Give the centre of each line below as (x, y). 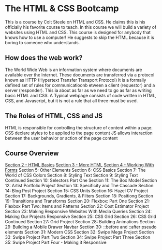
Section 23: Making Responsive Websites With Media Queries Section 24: (78, 212)
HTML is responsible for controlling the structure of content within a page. (79, 127)
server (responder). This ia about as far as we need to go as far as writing (78, 90)
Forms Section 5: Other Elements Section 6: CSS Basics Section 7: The (75, 170)
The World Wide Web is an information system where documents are (74, 70)
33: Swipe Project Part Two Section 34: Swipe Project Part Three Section (78, 237)
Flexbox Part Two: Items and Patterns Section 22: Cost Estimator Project (77, 206)
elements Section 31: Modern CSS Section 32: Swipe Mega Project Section (80, 232)
